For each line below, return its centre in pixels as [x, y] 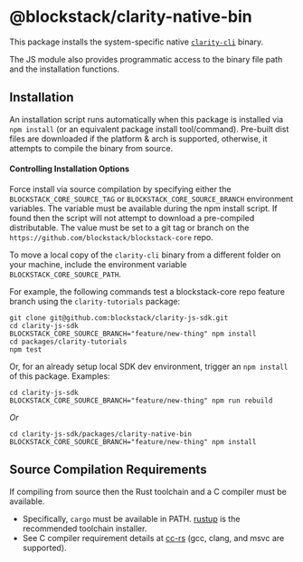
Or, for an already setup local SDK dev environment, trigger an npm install [149, 366]
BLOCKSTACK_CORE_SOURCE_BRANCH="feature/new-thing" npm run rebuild [141, 401]
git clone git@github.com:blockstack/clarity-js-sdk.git [119, 318]
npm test [26, 349]
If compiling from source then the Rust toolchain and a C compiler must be [148, 491]
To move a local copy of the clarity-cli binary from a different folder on [145, 255]
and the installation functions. [65, 69]
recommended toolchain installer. [85, 528]
